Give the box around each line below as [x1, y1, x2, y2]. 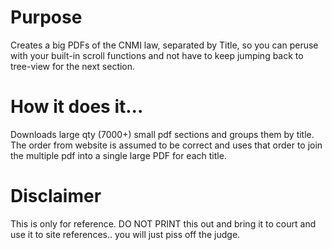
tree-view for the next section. [10, 60, 136, 72]
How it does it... [10, 96, 144, 118]
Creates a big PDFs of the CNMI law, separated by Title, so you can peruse [10, 39, 319, 51]
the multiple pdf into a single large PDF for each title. [10, 149, 227, 161]
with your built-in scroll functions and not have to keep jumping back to [10, 49, 304, 61]
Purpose [10, 6, 83, 29]
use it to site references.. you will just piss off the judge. [10, 228, 241, 240]
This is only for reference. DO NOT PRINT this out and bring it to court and [10, 217, 317, 230]
